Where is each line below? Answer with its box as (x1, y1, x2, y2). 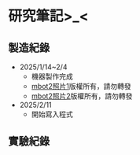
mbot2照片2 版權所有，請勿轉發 (31, 91, 133, 101)
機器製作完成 (31, 72, 73, 81)
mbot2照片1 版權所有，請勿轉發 (31, 82, 131, 90)
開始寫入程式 (31, 109, 73, 119)
